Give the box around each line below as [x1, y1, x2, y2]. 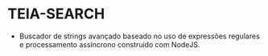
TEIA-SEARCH [7, 5, 105, 23]
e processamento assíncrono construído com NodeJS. [19, 39, 200, 49]
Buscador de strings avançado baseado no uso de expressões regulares [19, 31, 261, 41]
